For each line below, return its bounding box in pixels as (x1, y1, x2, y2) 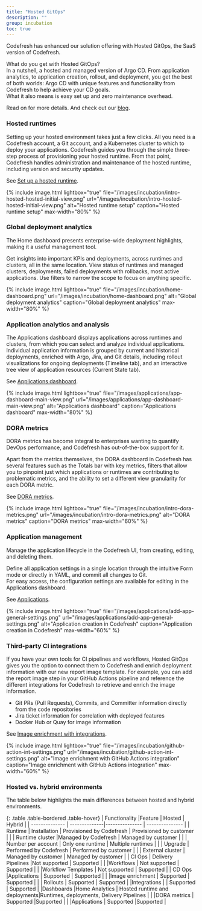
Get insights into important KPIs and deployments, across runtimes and (6, 254, 183, 262)
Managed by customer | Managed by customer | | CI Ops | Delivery (6, 853, 173, 860)
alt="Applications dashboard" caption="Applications (46, 403, 177, 410)
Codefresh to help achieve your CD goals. (6, 86, 110, 94)
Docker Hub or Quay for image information (14, 719, 121, 726)
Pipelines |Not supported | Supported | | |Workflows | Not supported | (6, 860, 180, 867)
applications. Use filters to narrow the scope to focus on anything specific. (6, 274, 192, 281)
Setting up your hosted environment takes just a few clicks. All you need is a (6, 133, 196, 140)
